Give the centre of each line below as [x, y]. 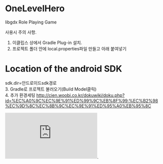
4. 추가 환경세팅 [20, 95]
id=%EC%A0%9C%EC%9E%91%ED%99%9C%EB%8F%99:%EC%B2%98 [81, 100]
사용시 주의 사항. [21, 32]
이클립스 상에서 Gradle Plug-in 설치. [47, 43]
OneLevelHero [35, 9]
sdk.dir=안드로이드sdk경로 [31, 83]
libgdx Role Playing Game [31, 22]
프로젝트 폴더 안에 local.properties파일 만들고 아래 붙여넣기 [69, 48]
